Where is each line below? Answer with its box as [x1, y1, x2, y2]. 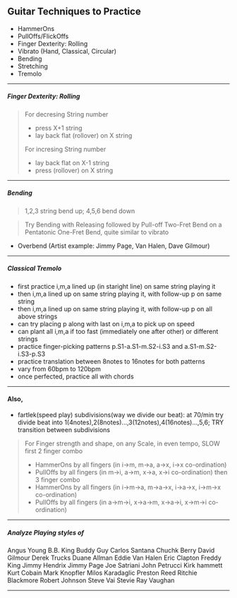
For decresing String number [24, 109, 109, 119]
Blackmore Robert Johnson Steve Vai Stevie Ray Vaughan [7, 575, 175, 585]
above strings [17, 312, 58, 321]
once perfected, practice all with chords [17, 372, 134, 381]
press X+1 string [35, 124, 83, 132]
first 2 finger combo [24, 446, 83, 455]
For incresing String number [24, 145, 107, 153]
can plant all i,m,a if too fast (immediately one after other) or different [17, 327, 219, 335]
